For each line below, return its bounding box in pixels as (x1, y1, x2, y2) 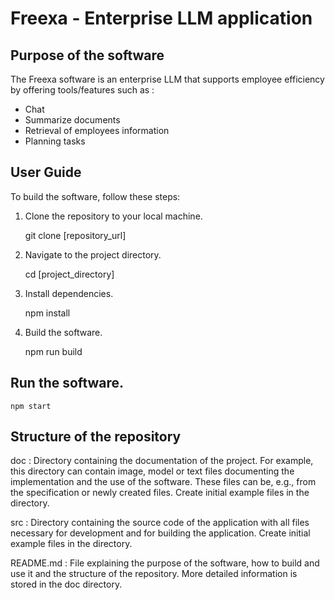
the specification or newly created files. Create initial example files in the (10, 487, 310, 499)
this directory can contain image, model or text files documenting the (10, 465, 295, 477)
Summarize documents (24, 114, 121, 126)
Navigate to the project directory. (24, 248, 162, 261)
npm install (24, 307, 71, 319)
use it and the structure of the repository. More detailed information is (10, 568, 298, 580)
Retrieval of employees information (24, 125, 170, 136)
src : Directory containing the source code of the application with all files (10, 517, 310, 529)
